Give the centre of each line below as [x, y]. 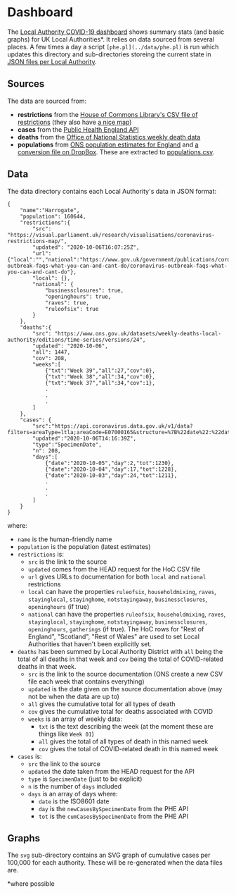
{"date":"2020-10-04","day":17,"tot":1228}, [111, 469]
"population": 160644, [53, 216]
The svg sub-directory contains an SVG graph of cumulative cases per [109, 855]
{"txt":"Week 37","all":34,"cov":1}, [100, 383]
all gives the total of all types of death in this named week [123, 741]
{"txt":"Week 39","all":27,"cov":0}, [100, 371]
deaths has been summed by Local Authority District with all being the [120, 651]
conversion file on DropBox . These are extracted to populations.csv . [116, 152]
